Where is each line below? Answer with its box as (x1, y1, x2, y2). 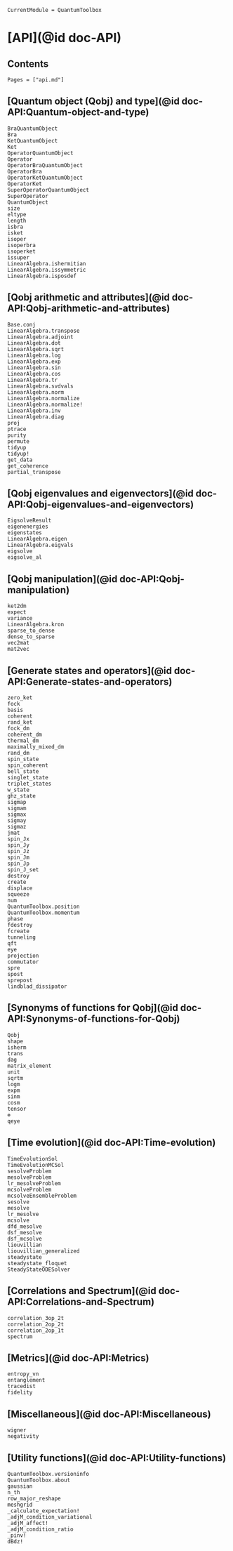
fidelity (7, 1389, 33, 1397)
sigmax (7, 811, 27, 818)
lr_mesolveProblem (7, 1180, 61, 1187)
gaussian (7, 1482, 33, 1490)
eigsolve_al (7, 554, 42, 561)
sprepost (7, 977, 33, 984)
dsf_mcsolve (7, 1235, 42, 1242)
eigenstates (7, 529, 42, 536)
